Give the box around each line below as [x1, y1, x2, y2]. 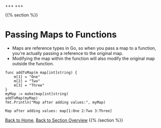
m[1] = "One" [14, 74, 40, 79]
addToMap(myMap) [5, 95, 38, 100]
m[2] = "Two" [14, 78, 40, 83]
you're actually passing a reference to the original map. [12, 50, 123, 56]
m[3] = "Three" [14, 83, 45, 88]
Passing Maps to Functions [5, 29, 117, 40]
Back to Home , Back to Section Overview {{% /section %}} [5, 117, 123, 123]
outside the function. [12, 60, 54, 66]
